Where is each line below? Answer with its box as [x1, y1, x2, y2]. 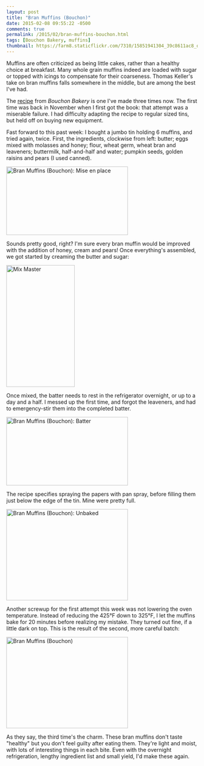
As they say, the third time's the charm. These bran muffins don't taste [6, 733, 183, 740]
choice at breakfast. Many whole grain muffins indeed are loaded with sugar [6, 66, 197, 73]
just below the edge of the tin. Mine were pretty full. [6, 497, 136, 504]
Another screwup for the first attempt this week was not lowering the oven [6, 605, 192, 613]
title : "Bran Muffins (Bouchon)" [6, 15, 91, 21]
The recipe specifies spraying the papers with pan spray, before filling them [6, 490, 196, 497]
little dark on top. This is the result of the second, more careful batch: [6, 625, 180, 632]
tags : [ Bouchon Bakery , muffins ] [6, 37, 91, 43]
